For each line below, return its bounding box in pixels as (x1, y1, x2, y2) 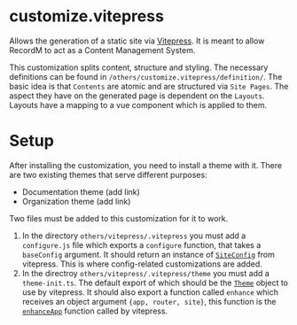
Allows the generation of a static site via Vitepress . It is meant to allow (9, 35, 265, 46)
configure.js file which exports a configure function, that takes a (21, 239, 262, 250)
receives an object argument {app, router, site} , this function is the (21, 296, 277, 306)
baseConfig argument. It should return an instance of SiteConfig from (21, 249, 275, 259)
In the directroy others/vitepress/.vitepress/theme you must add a (21, 267, 270, 278)
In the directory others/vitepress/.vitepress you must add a (21, 230, 246, 241)
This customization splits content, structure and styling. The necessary (9, 62, 269, 73)
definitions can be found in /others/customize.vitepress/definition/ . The (9, 71, 283, 81)
